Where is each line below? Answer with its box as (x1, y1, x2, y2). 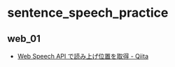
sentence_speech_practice (7, 5, 169, 21)
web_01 (7, 33, 41, 45)
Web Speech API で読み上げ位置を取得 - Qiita (17, 52, 149, 60)
